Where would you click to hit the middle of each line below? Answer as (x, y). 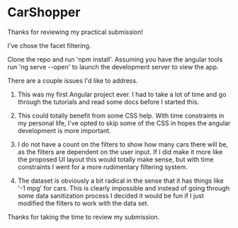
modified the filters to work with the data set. (83, 203)
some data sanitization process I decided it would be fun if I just (110, 195)
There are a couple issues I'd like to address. (73, 80)
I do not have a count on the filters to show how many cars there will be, (123, 144)
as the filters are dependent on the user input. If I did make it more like (120, 152)
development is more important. (64, 130)
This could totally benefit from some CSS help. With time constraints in (121, 115)
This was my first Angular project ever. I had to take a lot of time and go (122, 94)
